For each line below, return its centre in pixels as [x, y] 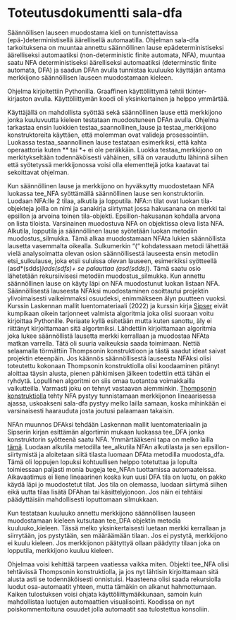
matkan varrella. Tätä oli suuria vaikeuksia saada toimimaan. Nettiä [104, 343]
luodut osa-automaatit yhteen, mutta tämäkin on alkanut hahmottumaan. [112, 586]
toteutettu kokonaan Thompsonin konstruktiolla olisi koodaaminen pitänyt [113, 365]
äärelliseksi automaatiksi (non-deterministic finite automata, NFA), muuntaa [116, 55]
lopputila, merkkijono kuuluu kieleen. [61, 550]
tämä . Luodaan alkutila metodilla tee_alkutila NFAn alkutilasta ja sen [105, 446]
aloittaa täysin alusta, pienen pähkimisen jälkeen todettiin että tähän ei [109, 373]
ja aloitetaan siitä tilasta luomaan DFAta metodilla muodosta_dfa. [132, 454]
